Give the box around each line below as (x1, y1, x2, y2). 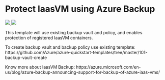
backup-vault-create (5, 55, 47, 60)
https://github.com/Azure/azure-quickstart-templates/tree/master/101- (5, 49, 148, 55)
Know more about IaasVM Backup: (5, 64, 75, 70)
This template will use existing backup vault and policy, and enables (5, 29, 142, 35)
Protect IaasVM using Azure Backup (5, 3, 155, 15)
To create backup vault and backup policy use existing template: (5, 44, 136, 50)
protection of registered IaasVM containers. (5, 35, 93, 40)
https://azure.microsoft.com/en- (76, 64, 141, 70)
